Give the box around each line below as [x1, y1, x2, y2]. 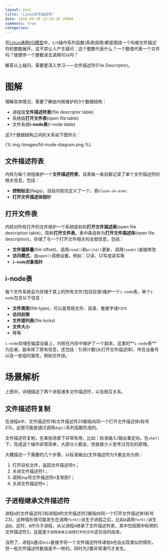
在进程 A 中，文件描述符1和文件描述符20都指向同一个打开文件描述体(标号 [5, 419, 150, 425]
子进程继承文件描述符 [5, 496, 70, 505]
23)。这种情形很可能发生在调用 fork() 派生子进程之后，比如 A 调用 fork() [5, 517, 148, 523]
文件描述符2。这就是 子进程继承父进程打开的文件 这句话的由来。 [5, 529, 124, 535]
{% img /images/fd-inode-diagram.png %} [5, 142, 91, 148]
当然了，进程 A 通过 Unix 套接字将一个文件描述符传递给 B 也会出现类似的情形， [5, 539, 156, 545]
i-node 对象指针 [12, 259, 43, 265]
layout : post [5, 7, 32, 12]
